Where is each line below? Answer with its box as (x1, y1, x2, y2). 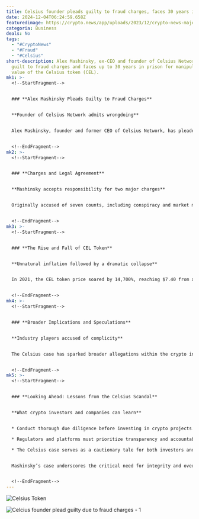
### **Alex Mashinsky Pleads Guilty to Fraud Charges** (11, 96, 152, 102)
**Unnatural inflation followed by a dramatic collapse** (11, 261, 158, 267)
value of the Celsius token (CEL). (11, 69, 99, 75)
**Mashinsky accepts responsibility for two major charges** (11, 186, 166, 192)
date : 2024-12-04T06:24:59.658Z (6, 14, 86, 20)
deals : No (6, 31, 31, 37)
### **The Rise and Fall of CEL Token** (11, 245, 113, 251)
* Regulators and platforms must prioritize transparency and (11, 436, 168, 442)
